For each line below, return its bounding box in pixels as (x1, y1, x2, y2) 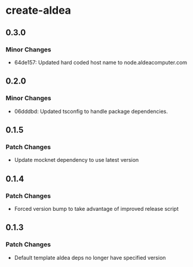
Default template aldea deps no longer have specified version (14, 254, 166, 261)
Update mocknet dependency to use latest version (14, 156, 139, 164)
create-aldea (5, 4, 71, 17)
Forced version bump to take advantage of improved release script (14, 205, 179, 212)
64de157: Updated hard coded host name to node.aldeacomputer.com (14, 59, 188, 66)
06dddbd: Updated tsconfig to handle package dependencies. (14, 108, 169, 115)
